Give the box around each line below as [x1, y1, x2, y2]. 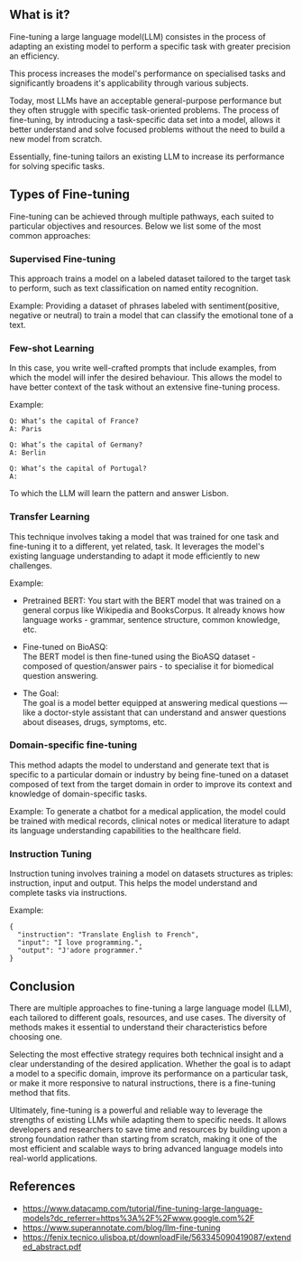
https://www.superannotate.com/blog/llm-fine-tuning [22, 1222, 221, 1233]
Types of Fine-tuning [9, 187, 131, 202]
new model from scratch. [9, 133, 103, 144]
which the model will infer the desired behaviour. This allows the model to [9, 372, 282, 383]
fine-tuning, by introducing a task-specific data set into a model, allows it [9, 114, 281, 125]
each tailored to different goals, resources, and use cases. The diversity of [9, 1012, 287, 1022]
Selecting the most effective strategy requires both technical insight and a [9, 1049, 284, 1059]
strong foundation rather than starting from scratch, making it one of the [9, 1134, 278, 1144]
